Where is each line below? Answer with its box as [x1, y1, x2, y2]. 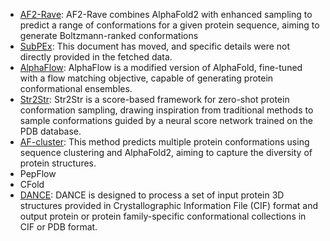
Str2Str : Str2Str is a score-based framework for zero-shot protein [19, 94, 290, 105]
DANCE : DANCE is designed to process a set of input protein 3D [19, 189, 285, 201]
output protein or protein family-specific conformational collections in [19, 210, 307, 222]
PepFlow [19, 168, 57, 179]
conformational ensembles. [19, 83, 133, 94]
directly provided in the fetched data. [19, 51, 173, 63]
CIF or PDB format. [19, 221, 98, 233]
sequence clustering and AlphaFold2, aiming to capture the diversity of [19, 147, 313, 158]
